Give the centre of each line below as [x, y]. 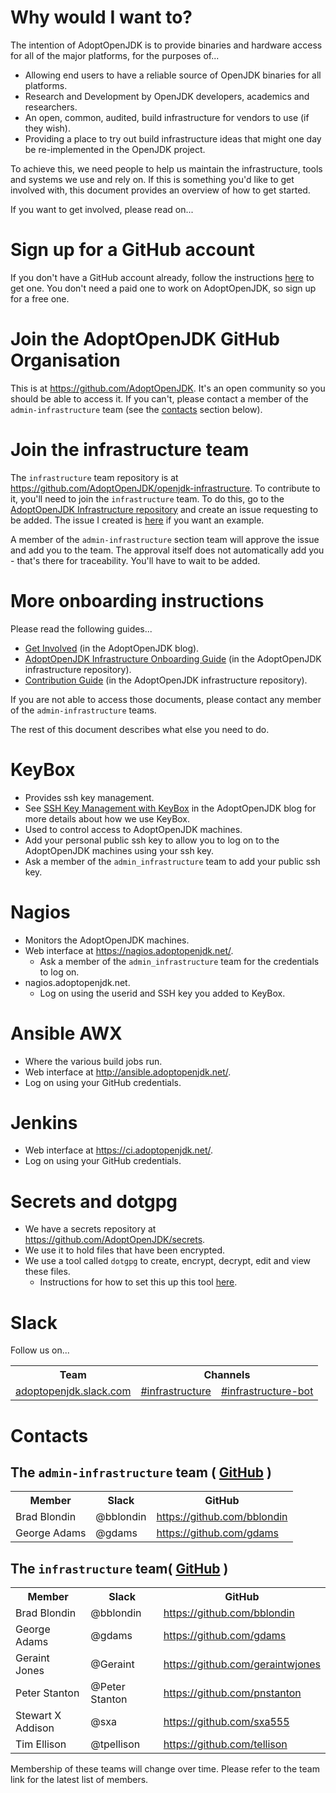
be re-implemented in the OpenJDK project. [115, 149]
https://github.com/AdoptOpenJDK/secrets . [115, 1240]
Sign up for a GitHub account [133, 250]
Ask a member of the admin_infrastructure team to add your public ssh [172, 861]
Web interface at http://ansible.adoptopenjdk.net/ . [128, 1072]
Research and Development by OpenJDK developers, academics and [167, 96]
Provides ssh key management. [89, 797]
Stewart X [38, 1716]
